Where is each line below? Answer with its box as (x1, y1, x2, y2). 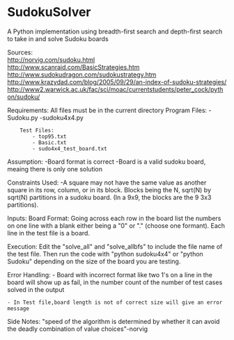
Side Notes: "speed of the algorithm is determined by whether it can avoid (7, 317, 220, 325)
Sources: (7, 48, 33, 56)
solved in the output (7, 285, 65, 293)
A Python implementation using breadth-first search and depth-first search (7, 27, 223, 36)
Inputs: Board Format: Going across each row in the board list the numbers (7, 214, 221, 222)
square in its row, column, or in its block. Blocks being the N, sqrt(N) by (7, 185, 211, 194)
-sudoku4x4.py (39, 113, 84, 122)
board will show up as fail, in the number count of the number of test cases (7, 278, 223, 286)
